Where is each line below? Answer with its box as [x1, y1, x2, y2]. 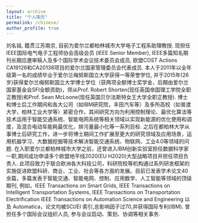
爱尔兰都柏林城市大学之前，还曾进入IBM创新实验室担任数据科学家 [29, 145, 189, 152]
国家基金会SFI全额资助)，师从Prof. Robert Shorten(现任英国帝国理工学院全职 [6, 86, 192, 93]
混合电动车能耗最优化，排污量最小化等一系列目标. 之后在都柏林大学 [21, 123, 184, 130]
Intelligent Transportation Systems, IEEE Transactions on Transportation [6, 189, 181, 196]
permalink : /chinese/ [6, 19, 60, 25]
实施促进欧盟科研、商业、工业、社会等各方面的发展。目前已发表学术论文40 [6, 168, 189, 175]
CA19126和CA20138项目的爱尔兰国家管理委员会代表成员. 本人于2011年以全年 [6, 64, 192, 71]
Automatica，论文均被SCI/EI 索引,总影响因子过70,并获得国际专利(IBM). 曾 [12, 203, 190, 210]
